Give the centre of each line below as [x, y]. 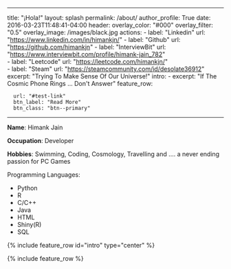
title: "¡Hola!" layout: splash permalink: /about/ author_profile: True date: [109, 18]
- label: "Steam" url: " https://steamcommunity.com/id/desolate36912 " [106, 69]
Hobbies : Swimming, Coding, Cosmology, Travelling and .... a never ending [113, 154]
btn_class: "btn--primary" [52, 108]
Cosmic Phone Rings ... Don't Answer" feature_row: [80, 84]
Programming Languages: [44, 175]
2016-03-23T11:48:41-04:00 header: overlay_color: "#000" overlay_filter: [110, 25]
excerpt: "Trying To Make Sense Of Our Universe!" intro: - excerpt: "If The [112, 76]
